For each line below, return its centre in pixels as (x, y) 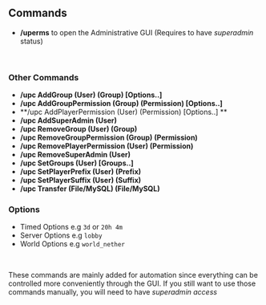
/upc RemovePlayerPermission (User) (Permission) (107, 146)
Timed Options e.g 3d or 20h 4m (71, 227)
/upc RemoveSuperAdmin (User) (75, 155)
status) (32, 41)
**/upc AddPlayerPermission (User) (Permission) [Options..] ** (123, 112)
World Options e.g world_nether (73, 244)
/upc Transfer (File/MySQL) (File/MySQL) (90, 189)
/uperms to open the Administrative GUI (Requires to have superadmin (137, 32)
